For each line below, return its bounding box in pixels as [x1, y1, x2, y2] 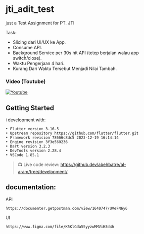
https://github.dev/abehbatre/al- [60, 161, 127, 167]
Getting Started [5, 103, 54, 112]
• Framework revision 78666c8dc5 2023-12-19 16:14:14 [5, 135, 119, 140]
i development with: [5, 117, 46, 123]
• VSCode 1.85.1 [5, 153, 39, 157]
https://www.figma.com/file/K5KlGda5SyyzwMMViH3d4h [5, 224, 114, 229]
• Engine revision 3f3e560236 [5, 140, 68, 145]
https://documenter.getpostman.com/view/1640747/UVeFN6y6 [5, 206, 128, 211]
